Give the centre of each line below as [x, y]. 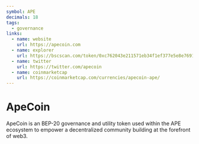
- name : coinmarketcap [39, 72]
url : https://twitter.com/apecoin [59, 67]
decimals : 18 [22, 17]
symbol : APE [21, 12]
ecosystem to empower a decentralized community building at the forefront [98, 130]
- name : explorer [33, 50]
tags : [13, 23]
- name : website [31, 39]
